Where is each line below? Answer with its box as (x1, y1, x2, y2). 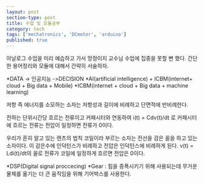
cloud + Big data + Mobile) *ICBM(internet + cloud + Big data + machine (6, 82, 189, 89)
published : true (6, 37, 47, 43)
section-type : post (6, 15, 56, 21)
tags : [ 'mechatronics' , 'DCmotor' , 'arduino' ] (6, 32, 127, 38)
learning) (6, 89, 29, 95)
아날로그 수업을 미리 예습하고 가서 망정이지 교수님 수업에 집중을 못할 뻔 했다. (6, 55, 187, 61)
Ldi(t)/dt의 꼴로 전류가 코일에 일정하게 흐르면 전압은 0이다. (6, 150, 145, 157)
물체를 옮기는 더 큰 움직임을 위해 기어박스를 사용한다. (6, 170, 132, 177)
